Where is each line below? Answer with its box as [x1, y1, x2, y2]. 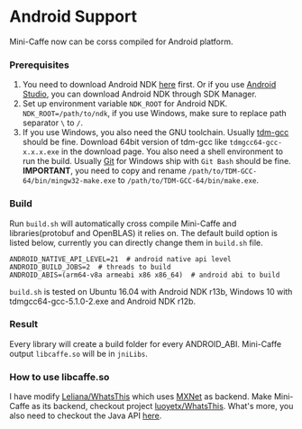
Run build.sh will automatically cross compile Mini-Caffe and [9, 218, 237, 229]
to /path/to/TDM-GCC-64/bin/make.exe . [117, 175, 260, 186]
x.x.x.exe [22, 148, 60, 157]
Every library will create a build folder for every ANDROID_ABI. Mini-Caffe [9, 338, 282, 349]
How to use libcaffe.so [9, 370, 110, 383]
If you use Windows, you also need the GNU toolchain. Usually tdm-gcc [22, 127, 289, 138]
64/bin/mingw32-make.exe [22, 177, 116, 186]
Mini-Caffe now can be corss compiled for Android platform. [9, 36, 233, 47]
